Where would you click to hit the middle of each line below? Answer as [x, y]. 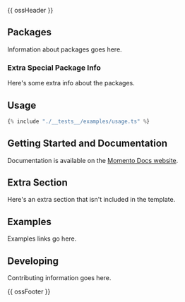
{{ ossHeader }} [30, 10]
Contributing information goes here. [59, 278]
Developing [33, 261]
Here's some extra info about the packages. [71, 83]
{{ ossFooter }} [29, 291]
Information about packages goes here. [65, 49]
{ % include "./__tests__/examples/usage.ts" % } [79, 121]
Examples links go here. [42, 238]
